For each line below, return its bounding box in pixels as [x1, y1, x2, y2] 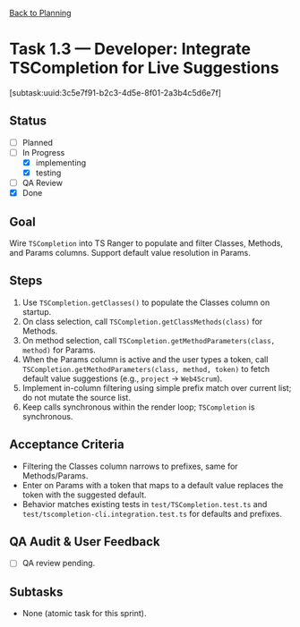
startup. [21, 306, 52, 317]
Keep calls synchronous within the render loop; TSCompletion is [21, 402, 255, 412]
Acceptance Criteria [9, 437, 124, 453]
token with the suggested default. [21, 489, 147, 500]
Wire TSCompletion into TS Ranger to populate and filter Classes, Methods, [9, 237, 284, 249]
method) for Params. [21, 344, 96, 355]
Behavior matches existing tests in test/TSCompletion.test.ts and [21, 498, 268, 509]
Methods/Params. [21, 470, 89, 481]
